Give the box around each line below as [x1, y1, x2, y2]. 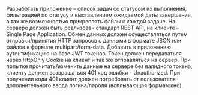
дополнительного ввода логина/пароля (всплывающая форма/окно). [6, 82, 184, 89]
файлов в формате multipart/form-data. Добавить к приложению [6, 43, 171, 51]
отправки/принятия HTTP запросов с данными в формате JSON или [6, 37, 182, 44]
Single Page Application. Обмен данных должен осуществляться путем [6, 31, 188, 38]
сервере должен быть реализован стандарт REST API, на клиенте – [6, 24, 179, 31]
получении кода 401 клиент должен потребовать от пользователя [6, 75, 176, 82]
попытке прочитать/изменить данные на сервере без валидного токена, [6, 63, 193, 70]
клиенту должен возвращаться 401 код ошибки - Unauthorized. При [6, 69, 181, 76]
